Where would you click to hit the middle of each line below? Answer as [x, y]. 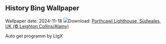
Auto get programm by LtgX [34, 36]
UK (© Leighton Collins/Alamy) [37, 26]
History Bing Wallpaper [42, 8]
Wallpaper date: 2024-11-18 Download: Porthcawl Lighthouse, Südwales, [83, 21]
